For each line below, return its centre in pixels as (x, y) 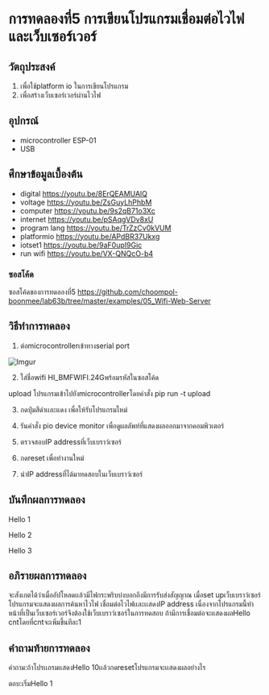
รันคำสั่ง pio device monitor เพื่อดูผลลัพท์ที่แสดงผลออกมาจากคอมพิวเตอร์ (122, 425)
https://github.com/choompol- (128, 292)
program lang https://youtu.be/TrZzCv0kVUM (95, 228)
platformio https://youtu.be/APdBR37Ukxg (90, 236)
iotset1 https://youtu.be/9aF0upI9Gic (81, 245)
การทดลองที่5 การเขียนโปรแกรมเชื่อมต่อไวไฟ (126, 19)
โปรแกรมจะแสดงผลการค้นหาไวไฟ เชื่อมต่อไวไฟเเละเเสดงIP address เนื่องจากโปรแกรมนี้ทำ (131, 604)
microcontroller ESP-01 (58, 140)
